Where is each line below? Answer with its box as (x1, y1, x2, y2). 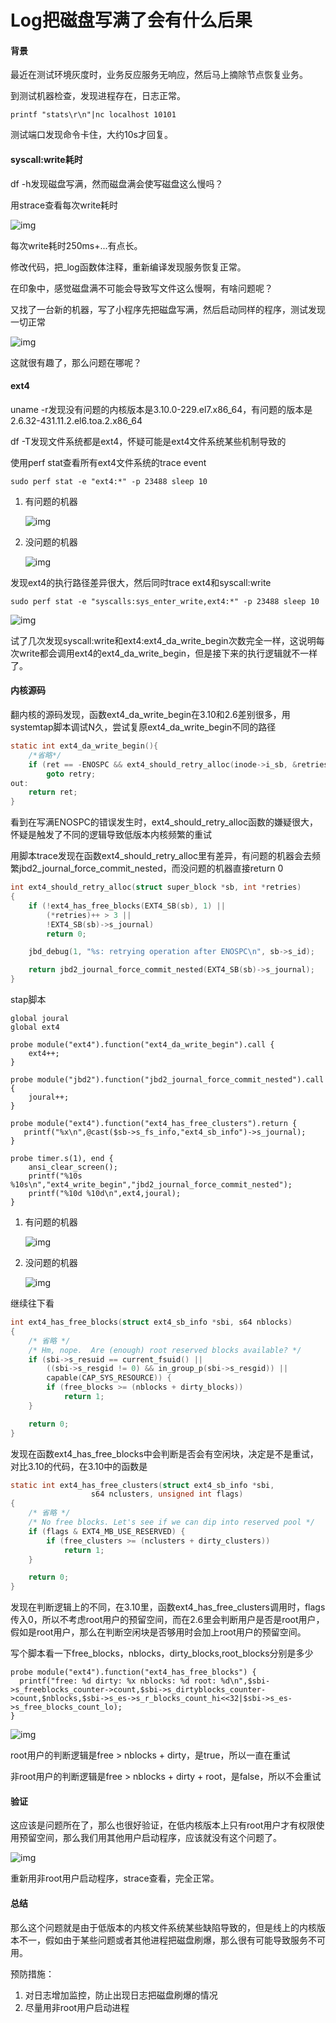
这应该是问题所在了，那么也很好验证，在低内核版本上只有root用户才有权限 (10, 1819, 317, 1831)
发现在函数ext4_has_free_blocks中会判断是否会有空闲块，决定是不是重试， (10, 1447, 319, 1460)
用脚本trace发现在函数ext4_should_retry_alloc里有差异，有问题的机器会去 (10, 850, 313, 862)
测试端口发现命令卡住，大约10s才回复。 (10, 129, 173, 141)
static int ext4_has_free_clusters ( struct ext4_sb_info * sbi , (10, 1480, 275, 1490)
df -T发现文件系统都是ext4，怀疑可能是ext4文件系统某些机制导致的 (10, 435, 287, 447)
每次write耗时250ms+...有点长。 (10, 239, 143, 251)
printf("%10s (28, 1171, 83, 1181)
